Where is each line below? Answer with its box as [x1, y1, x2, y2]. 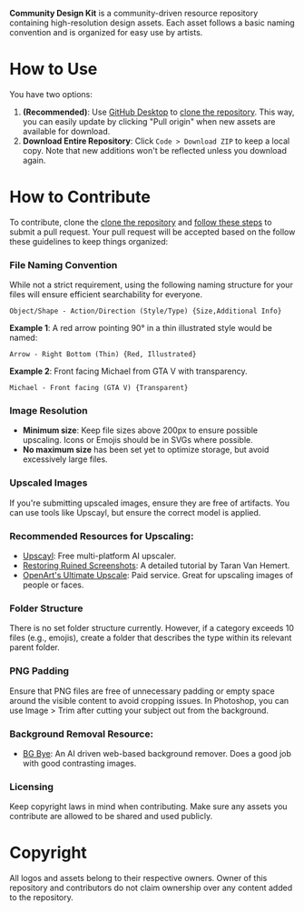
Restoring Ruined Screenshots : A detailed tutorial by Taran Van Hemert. [22, 560, 290, 571]
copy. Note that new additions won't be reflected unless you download [22, 145, 288, 155]
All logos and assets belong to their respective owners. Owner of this [9, 873, 268, 884]
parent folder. [9, 642, 61, 653]
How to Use [9, 59, 98, 80]
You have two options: [9, 88, 93, 99]
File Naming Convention [9, 258, 118, 271]
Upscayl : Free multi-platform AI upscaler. [22, 550, 177, 562]
